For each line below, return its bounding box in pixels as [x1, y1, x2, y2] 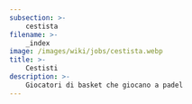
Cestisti [25, 64, 59, 73]
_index [25, 38, 50, 48]
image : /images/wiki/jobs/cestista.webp [9, 47, 164, 56]
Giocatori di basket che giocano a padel [25, 80, 183, 90]
